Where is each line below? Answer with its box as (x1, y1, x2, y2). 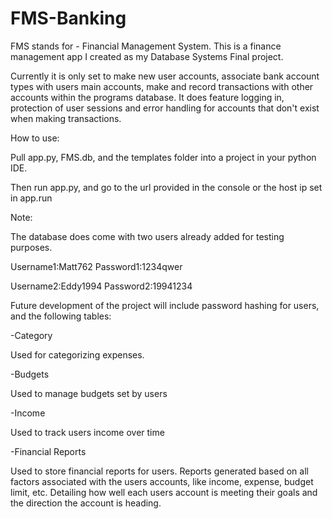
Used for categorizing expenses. (10, 348, 145, 361)
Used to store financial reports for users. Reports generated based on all (10, 465, 309, 477)
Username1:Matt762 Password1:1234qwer (10, 260, 183, 272)
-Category (10, 329, 53, 341)
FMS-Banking (10, 7, 127, 30)
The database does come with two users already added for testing (10, 230, 285, 242)
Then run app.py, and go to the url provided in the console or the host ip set (10, 181, 323, 193)
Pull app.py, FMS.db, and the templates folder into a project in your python (10, 151, 317, 163)
